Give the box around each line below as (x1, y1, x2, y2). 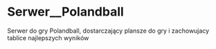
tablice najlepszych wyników (7, 33, 89, 42)
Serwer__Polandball (7, 4, 125, 20)
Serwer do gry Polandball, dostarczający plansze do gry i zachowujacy (7, 27, 210, 35)
